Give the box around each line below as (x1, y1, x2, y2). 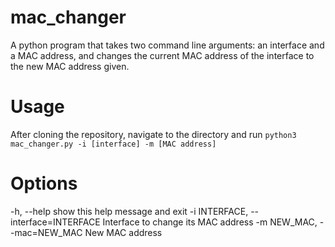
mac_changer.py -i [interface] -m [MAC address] (10, 139, 217, 149)
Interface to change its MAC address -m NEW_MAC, (102, 216, 318, 228)
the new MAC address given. (10, 60, 130, 72)
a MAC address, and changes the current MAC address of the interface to (10, 49, 315, 61)
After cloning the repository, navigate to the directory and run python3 (10, 128, 297, 140)
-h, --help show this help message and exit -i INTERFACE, (10, 205, 249, 217)
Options (10, 172, 78, 195)
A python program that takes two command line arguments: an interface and (10, 39, 325, 51)
